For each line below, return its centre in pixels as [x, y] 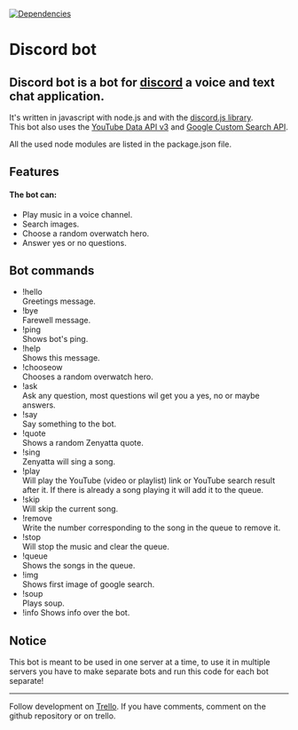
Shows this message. [61, 358]
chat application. [57, 96]
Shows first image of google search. [88, 584]
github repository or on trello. [63, 716]
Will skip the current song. [70, 509]
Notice [28, 641]
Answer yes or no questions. [74, 242]
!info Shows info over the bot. [76, 613]
